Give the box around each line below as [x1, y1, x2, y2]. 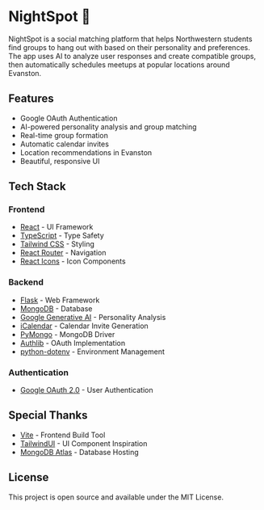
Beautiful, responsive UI [19, 156, 100, 166]
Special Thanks [8, 408, 88, 423]
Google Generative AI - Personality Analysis [19, 312, 166, 322]
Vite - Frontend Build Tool [19, 430, 106, 440]
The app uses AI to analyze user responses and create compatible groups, [8, 51, 257, 61]
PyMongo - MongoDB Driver [19, 329, 115, 339]
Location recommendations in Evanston [19, 147, 153, 157]
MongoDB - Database [19, 303, 93, 314]
